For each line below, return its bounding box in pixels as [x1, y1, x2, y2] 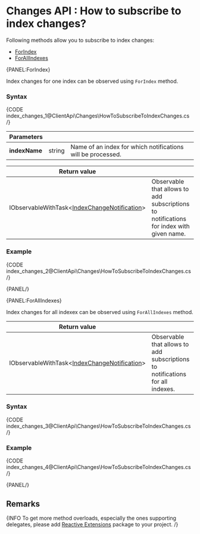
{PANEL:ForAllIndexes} [6, 297, 62, 304]
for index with [151, 222, 190, 231]
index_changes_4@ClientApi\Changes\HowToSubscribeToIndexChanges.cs [6, 464, 192, 471]
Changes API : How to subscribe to [6, 4, 182, 18]
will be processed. [70, 150, 122, 159]
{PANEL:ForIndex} [6, 66, 51, 73]
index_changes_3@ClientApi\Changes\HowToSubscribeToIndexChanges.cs [6, 422, 191, 430]
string [48, 147, 65, 155]
